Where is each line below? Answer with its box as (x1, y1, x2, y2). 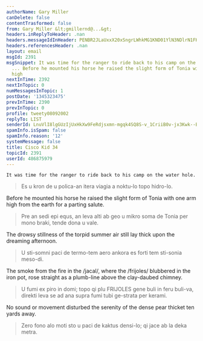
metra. (21, 328, 37, 336)
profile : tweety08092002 (6, 110, 69, 116)
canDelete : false (6, 15, 50, 21)
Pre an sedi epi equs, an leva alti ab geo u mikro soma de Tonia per (21, 213, 188, 220)
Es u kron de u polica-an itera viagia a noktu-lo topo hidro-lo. (21, 183, 173, 190)
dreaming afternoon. (6, 237, 57, 245)
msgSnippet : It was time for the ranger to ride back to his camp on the (6, 59, 196, 66)
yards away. (6, 310, 36, 317)
